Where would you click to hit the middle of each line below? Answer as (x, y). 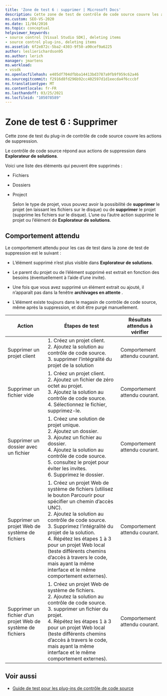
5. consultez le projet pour (78, 462)
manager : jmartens (24, 61)
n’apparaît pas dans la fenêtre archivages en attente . (68, 292)
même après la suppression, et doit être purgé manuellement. (75, 307)
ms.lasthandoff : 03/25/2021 (34, 93)
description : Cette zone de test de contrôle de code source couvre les (82, 14)
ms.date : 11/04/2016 (27, 24)
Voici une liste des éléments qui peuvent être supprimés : (64, 166)
